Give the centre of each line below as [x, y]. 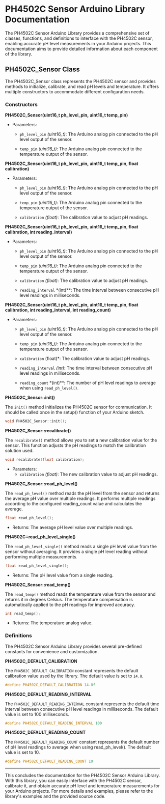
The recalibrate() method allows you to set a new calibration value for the [81, 440]
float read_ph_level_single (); [37, 566]
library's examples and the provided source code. [55, 796]
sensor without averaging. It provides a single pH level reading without [76, 552]
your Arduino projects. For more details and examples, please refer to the [79, 791]
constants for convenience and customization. [52, 651]
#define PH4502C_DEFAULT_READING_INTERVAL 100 [54, 723]
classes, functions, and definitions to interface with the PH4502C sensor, [79, 38]
